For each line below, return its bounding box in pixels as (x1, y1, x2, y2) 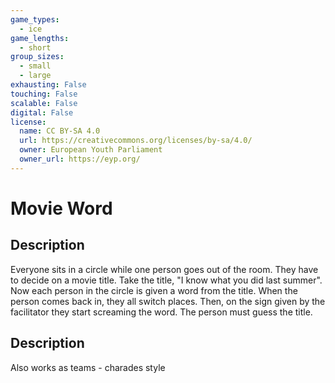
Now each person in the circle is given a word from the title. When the (10, 284, 298, 296)
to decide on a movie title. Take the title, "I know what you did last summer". (10, 274, 323, 286)
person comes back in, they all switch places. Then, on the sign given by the (10, 295, 326, 307)
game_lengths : (10, 33, 70, 43)
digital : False (10, 107, 74, 118)
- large (19, 71, 52, 81)
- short (19, 42, 52, 53)
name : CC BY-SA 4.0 (19, 126, 101, 136)
